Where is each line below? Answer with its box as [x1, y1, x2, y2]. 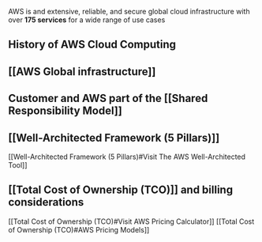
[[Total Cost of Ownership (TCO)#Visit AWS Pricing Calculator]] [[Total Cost [8, 217, 255, 226]
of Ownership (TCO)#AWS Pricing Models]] [8, 225, 150, 234]
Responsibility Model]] [8, 104, 122, 118]
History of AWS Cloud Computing [8, 38, 176, 51]
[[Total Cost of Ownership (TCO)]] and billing [8, 183, 234, 197]
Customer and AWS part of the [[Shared [8, 92, 208, 105]
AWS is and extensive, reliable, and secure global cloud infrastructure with [8, 7, 250, 16]
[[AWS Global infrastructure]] [8, 65, 156, 78]
